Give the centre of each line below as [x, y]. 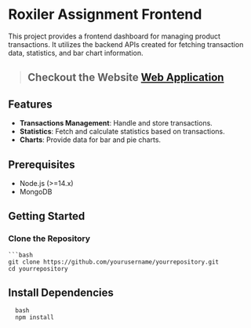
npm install [35, 318]
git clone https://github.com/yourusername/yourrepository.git [114, 262]
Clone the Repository [49, 239]
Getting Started [47, 216]
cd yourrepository [38, 268]
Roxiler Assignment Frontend [105, 15]
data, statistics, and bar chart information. [76, 53]
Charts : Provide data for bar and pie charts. [90, 140]
